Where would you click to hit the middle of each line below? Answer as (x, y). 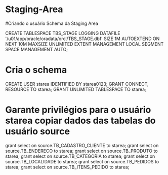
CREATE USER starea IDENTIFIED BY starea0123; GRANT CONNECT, (77, 84)
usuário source (37, 132)
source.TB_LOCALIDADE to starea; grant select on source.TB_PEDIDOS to (82, 161)
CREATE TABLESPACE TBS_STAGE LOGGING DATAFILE (63, 33)
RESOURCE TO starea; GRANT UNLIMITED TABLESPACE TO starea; (76, 89)
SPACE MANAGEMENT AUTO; (37, 49)
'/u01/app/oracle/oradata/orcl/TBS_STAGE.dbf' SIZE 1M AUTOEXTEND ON (82, 39)
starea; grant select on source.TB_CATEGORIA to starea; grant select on (80, 156)
